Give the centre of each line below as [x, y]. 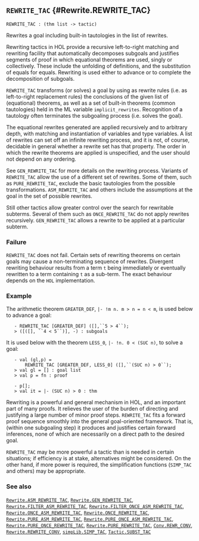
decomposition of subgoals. [41, 78]
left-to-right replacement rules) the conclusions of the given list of [87, 96]
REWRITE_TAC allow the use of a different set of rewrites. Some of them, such [99, 177]
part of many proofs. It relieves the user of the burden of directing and [92, 409]
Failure [16, 242]
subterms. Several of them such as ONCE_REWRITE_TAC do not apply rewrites [98, 214]
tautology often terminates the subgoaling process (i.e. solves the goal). [94, 115]
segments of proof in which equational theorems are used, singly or [89, 59]
